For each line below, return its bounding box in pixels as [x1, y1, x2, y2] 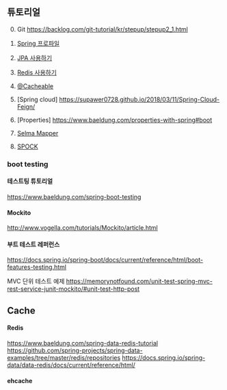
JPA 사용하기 [16, 53, 53, 62]
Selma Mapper [16, 129, 59, 137]
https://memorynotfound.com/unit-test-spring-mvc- [66, 277, 213, 285]
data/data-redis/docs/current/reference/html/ [7, 361, 135, 369]
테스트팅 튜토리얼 [7, 177, 53, 185]
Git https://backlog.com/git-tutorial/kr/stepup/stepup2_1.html [16, 25, 188, 33]
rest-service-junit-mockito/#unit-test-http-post [7, 285, 140, 293]
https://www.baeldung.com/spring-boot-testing [7, 192, 142, 200]
